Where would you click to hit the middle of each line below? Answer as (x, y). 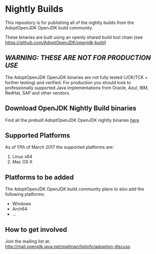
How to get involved (36, 229)
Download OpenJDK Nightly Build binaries (71, 108)
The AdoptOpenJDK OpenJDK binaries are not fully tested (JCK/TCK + (77, 77)
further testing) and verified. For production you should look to (68, 82)
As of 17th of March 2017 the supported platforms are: (59, 147)
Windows (22, 204)
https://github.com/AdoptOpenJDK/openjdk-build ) (56, 42)
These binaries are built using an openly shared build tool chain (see (74, 37)
